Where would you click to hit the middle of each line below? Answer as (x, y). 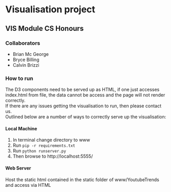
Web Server (18, 168)
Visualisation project (50, 9)
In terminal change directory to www (51, 140)
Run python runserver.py (39, 151)
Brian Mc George (31, 54)
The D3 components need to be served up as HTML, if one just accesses (82, 90)
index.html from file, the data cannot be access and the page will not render (85, 95)
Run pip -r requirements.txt (44, 145)
